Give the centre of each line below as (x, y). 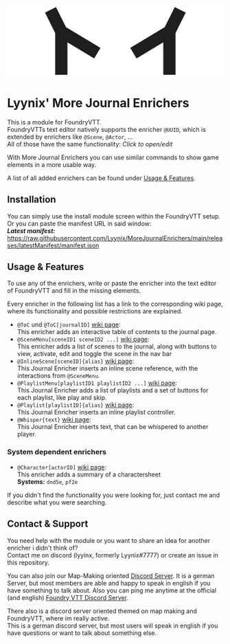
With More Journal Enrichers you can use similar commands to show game (113, 157)
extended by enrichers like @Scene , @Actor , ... (70, 137)
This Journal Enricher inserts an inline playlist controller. (96, 412)
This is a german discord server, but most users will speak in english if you (113, 625)
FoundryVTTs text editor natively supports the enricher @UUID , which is (106, 129)
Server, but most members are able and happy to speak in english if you (109, 583)
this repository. (28, 562)
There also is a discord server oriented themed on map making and (102, 611)
